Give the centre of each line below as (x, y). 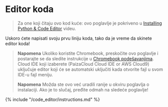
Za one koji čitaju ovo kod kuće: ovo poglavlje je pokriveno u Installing (90, 23)
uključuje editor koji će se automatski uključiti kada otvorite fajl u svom (90, 69)
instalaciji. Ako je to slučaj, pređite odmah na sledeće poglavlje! (83, 89)
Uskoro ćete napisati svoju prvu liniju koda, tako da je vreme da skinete (78, 38)
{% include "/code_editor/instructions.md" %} (53, 99)
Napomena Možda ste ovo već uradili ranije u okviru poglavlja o (83, 84)
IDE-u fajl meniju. (35, 74)
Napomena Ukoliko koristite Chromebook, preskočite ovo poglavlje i (88, 53)
